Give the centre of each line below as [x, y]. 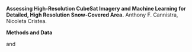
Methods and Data [29, 32]
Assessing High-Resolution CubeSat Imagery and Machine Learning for [96, 9]
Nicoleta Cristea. [27, 21]
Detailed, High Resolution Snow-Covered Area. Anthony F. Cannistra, [92, 15]
